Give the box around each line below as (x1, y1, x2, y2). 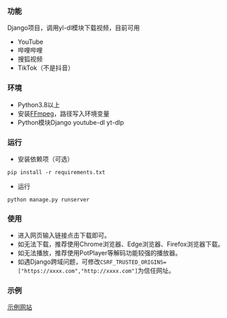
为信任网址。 (137, 267, 175, 275)
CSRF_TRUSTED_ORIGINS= (99, 259, 167, 266)
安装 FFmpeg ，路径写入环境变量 (17, 109, 110, 118)
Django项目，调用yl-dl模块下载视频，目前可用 (7, 23, 140, 32)
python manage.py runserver (7, 196, 90, 203)
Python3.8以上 (17, 100, 61, 109)
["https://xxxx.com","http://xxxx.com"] (17, 268, 138, 275)
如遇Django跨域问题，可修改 (17, 257, 101, 266)
